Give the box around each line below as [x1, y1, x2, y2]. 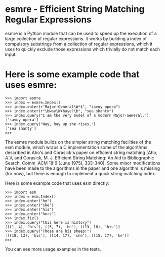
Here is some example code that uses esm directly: [5, 180, 110, 186]
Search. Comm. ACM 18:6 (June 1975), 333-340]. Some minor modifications [5, 160, 161, 166]
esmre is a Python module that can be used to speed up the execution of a [5, 30, 157, 36]
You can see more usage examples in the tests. [5, 246, 101, 252]
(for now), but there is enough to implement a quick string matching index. [5, 170, 157, 176]
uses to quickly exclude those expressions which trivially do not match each [5, 46, 160, 52]
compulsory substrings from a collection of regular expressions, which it [5, 41, 153, 47]
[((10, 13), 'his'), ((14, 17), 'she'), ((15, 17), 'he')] [5, 233, 129, 238]
